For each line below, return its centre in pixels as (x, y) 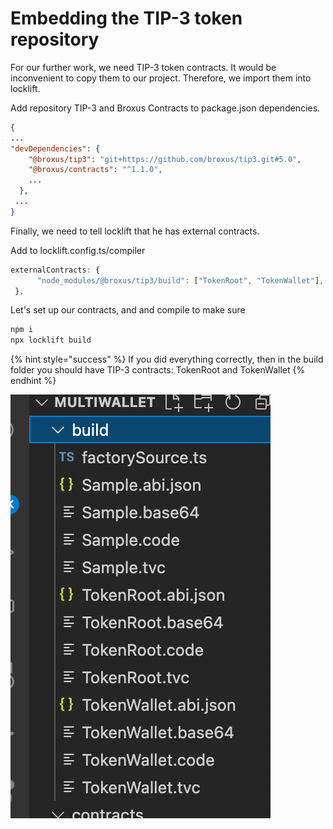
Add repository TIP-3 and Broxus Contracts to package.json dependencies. (165, 108)
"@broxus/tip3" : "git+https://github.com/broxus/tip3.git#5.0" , (165, 159)
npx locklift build (51, 340)
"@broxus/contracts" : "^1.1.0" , (95, 170)
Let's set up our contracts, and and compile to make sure (128, 310)
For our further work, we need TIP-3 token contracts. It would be (143, 67)
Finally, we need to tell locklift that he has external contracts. (135, 231)
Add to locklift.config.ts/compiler (78, 250)
